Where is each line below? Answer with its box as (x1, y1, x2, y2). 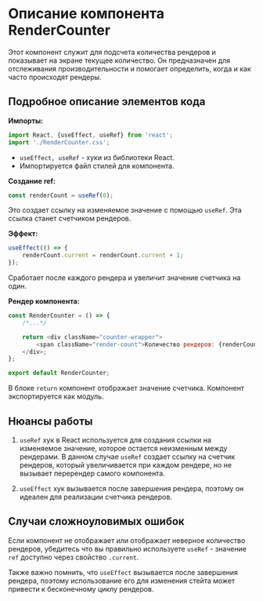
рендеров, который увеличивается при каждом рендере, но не (19, 460, 232, 469)
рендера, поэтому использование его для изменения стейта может (8, 576, 236, 585)
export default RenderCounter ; (8, 370, 110, 377)
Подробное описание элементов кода (8, 95, 206, 108)
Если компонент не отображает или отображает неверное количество (8, 535, 246, 545)
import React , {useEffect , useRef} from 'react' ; (8, 131, 174, 139)
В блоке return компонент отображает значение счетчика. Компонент (8, 384, 245, 393)
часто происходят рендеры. (8, 72, 102, 82)
